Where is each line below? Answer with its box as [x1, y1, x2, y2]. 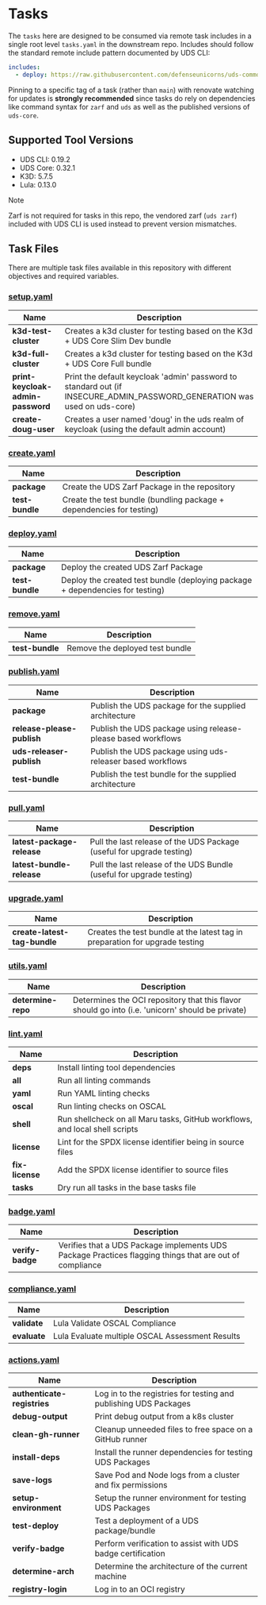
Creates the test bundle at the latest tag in [87, 927, 243, 938]
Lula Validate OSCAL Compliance [52, 1318, 177, 1329]
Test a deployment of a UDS [94, 1514, 199, 1526]
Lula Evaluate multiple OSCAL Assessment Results [52, 1330, 241, 1341]
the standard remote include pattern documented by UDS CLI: [8, 48, 211, 57]
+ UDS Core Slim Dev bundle [64, 335, 172, 346]
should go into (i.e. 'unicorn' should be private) [72, 1004, 247, 1015]
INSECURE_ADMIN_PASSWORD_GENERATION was [64, 391, 254, 402]
